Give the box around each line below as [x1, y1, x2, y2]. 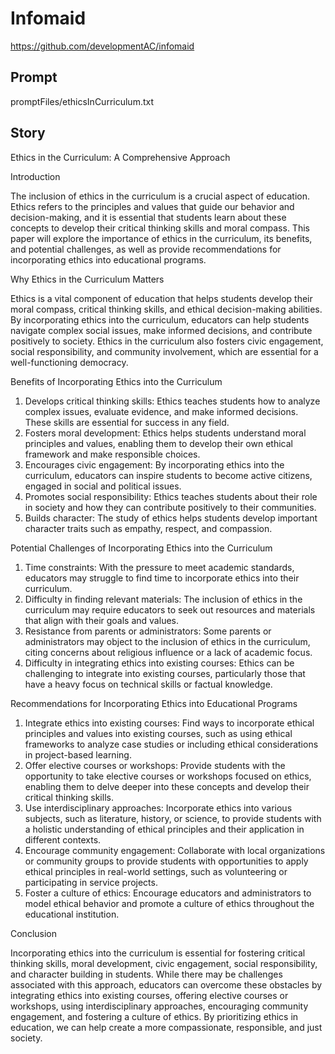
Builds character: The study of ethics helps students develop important [24, 512, 318, 524]
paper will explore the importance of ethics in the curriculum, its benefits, [10, 232, 313, 244]
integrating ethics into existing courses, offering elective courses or [10, 989, 289, 1001]
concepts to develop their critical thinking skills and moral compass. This [10, 222, 310, 234]
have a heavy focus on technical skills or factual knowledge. [24, 678, 273, 690]
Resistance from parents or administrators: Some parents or [24, 625, 272, 637]
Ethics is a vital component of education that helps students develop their [10, 292, 313, 304]
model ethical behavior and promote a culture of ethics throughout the [24, 897, 315, 909]
